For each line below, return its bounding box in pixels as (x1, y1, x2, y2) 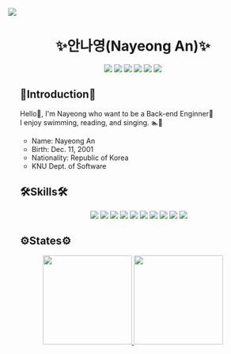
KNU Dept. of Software (31, 161, 107, 170)
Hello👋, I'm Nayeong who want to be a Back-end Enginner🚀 (19, 108, 214, 118)
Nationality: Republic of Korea (31, 153, 129, 162)
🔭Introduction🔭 (19, 88, 97, 101)
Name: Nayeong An (31, 135, 96, 146)
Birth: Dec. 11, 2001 (31, 144, 93, 154)
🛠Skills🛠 (19, 185, 68, 199)
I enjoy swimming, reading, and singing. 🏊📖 (19, 117, 164, 127)
